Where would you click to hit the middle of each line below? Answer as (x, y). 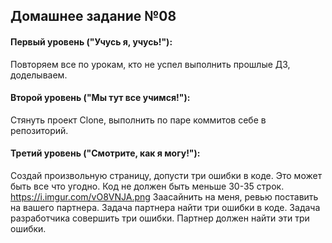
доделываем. (39, 75)
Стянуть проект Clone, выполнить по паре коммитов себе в (138, 120)
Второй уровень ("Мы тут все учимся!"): (100, 98)
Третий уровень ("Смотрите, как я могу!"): (105, 153)
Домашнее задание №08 (93, 16)
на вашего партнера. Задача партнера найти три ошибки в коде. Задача (165, 207)
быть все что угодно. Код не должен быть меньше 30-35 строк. (147, 186)
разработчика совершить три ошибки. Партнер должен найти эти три (160, 218)
